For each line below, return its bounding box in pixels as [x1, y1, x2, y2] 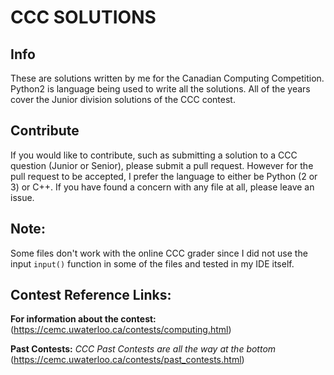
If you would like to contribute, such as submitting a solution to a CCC [10, 149, 298, 161]
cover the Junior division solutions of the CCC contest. [10, 94, 236, 105]
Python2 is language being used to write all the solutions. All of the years [10, 83, 311, 95]
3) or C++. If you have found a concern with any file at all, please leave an [10, 181, 315, 193]
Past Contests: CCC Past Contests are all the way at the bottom [10, 343, 277, 355]
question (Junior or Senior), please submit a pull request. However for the [10, 159, 314, 171]
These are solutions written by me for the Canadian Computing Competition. [10, 72, 325, 84]
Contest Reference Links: [10, 287, 172, 304]
